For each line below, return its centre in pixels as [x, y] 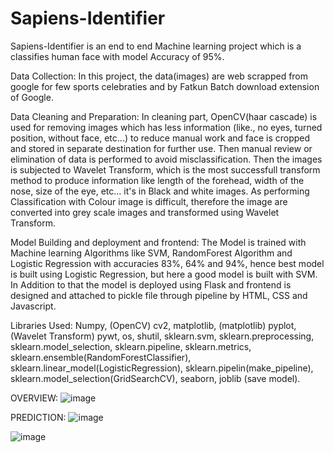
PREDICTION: [38, 417]
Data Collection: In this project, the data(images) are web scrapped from [159, 76]
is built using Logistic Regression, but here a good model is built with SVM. [164, 274]
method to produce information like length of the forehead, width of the [157, 180]
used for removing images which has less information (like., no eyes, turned [166, 127]
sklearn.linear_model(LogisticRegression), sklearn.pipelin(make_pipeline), [162, 368]
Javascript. [33, 306]
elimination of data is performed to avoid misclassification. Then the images [166, 159]
